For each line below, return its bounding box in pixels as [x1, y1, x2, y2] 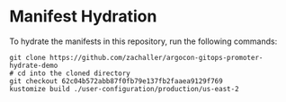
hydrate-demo [9, 61, 58, 70]
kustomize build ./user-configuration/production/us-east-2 [9, 84, 240, 93]
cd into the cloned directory [17, 69, 130, 78]
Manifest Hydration [9, 6, 157, 27]
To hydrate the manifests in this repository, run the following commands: [9, 36, 278, 47]
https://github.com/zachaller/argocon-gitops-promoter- [49, 53, 264, 62]
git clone [9, 53, 47, 62]
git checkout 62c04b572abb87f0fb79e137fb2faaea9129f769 [9, 76, 223, 86]
